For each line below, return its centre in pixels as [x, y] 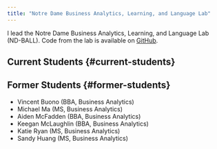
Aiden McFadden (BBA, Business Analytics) [79, 116]
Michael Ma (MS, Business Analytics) [70, 109]
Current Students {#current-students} [91, 62]
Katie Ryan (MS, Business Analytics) [69, 130]
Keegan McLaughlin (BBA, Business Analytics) [83, 124]
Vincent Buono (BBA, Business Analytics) [75, 102]
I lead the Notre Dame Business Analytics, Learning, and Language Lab [108, 33]
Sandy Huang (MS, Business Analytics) [73, 138]
